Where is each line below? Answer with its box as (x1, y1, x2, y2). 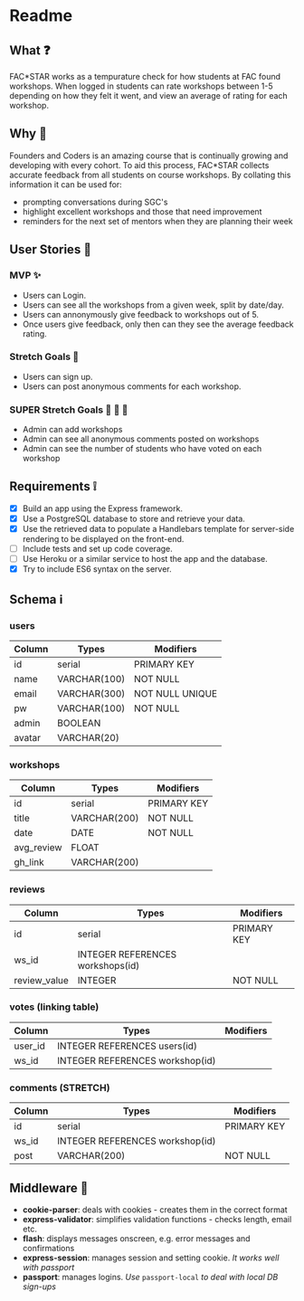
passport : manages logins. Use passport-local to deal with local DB (22, 1271, 279, 1282)
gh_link (14, 856, 45, 869)
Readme (9, 5, 73, 26)
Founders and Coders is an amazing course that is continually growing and (9, 150, 289, 161)
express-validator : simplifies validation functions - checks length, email (22, 1213, 292, 1224)
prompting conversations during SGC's (22, 196, 168, 207)
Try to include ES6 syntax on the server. (22, 564, 172, 575)
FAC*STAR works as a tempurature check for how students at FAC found (9, 71, 281, 81)
